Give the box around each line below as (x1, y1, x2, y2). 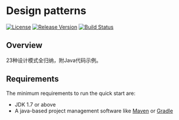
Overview (6, 40, 43, 50)
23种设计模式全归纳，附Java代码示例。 (6, 57, 102, 64)
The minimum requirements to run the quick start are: (6, 90, 135, 97)
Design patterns (6, 4, 87, 18)
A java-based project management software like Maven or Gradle (14, 107, 174, 114)
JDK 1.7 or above (14, 101, 56, 108)
